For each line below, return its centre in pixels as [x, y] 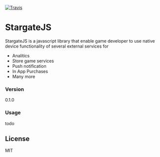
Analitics [21, 55]
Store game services [33, 61]
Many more [24, 77]
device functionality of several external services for [57, 46]
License [17, 139]
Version [15, 89]
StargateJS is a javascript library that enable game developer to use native [80, 41]
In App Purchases [30, 71]
